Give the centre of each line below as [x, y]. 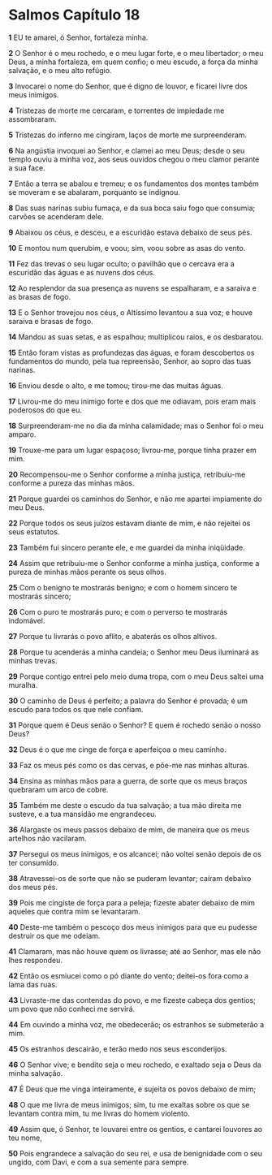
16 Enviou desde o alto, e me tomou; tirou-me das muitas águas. [116, 385]
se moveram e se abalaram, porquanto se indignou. [95, 192]
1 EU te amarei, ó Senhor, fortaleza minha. [78, 37]
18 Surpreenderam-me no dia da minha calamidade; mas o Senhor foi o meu [136, 426]
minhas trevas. [33, 660]
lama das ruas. [33, 984]
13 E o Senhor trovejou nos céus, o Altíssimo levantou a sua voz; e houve [131, 312]
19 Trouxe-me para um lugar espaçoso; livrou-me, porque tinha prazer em [133, 450]
